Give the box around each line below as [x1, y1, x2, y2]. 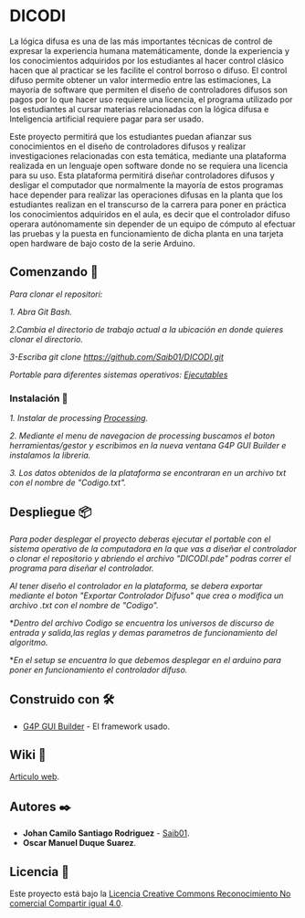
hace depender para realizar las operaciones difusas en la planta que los [9, 189, 283, 200]
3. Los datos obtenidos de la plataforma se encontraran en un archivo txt [9, 468, 286, 479]
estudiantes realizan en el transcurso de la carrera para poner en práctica [9, 198, 287, 210]
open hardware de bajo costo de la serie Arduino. [9, 237, 196, 248]
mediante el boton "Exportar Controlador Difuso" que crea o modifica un [9, 590, 284, 601]
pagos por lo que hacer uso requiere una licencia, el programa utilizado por [9, 93, 293, 105]
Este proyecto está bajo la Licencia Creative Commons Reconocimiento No [9, 888, 291, 900]
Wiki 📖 [9, 747, 47, 763]
